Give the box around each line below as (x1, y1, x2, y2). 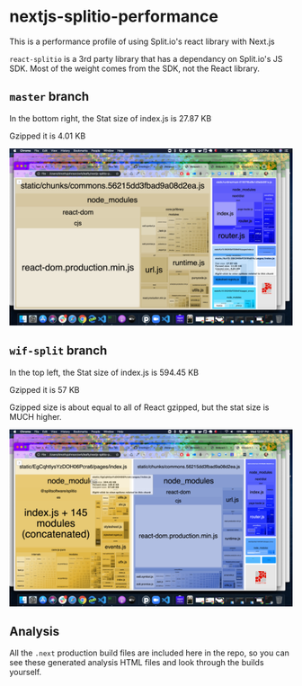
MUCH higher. (9, 411, 62, 422)
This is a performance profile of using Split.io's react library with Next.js (9, 36, 276, 47)
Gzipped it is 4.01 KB (9, 130, 86, 141)
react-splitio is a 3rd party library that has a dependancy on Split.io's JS (9, 53, 283, 64)
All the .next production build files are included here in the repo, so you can (9, 647, 290, 658)
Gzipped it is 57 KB (9, 384, 80, 395)
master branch (9, 89, 90, 104)
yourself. (9, 667, 42, 678)
